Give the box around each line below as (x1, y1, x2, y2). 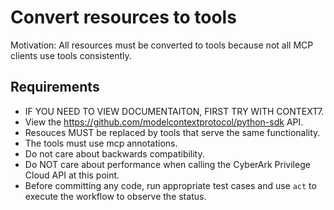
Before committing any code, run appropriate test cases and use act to (24, 179, 317, 191)
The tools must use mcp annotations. (24, 137, 178, 149)
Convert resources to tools (10, 6, 237, 29)
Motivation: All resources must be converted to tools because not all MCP (10, 39, 314, 51)
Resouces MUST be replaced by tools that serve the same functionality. (24, 126, 321, 138)
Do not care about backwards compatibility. (24, 147, 205, 160)
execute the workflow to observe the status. (24, 190, 207, 202)
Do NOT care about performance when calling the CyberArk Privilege (24, 158, 311, 170)
